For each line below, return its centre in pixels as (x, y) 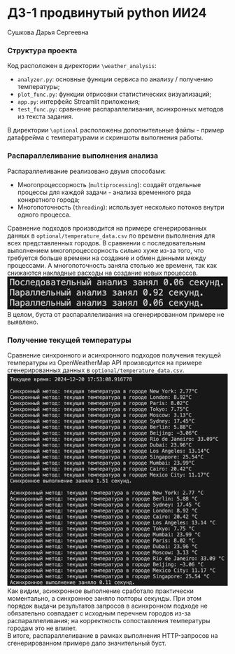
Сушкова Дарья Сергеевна (48, 32)
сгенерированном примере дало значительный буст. (87, 643)
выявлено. (23, 322)
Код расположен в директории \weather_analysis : (82, 66)
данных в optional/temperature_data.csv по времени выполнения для (111, 236)
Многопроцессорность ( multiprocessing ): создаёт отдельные (109, 184)
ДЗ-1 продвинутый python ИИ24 (107, 13)
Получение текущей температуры (69, 340)
